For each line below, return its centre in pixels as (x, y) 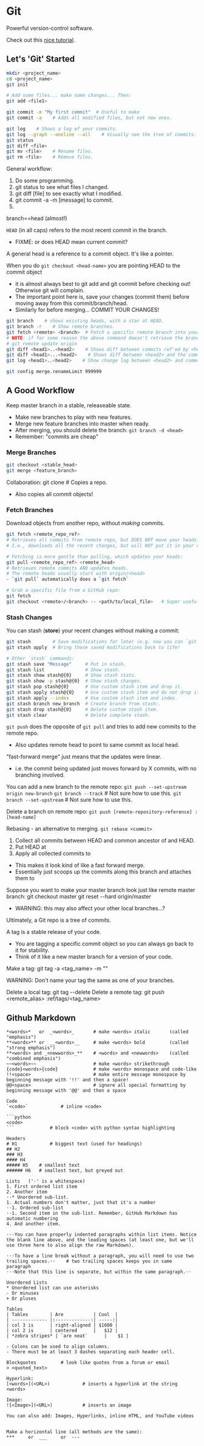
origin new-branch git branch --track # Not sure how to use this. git (94, 793)
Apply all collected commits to (53, 853)
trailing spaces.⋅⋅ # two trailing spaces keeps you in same (89, 1261)
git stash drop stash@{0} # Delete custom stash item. (83, 709)
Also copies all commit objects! (54, 494)
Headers (16, 1139)
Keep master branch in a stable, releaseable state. (69, 405)
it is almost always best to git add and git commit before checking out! (103, 284)
